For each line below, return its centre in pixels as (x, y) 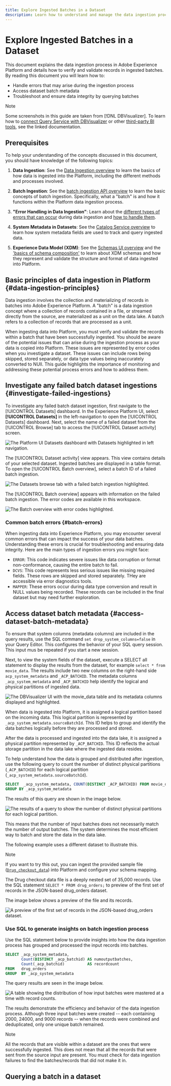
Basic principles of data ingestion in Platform (78, 280)
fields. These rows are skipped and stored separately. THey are (79, 576)
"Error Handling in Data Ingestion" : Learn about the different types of (86, 212)
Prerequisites (27, 143)
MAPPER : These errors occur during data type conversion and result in (85, 587)
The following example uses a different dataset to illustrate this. (72, 844)
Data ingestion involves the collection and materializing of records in (77, 300)
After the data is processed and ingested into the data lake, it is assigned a (83, 738)
